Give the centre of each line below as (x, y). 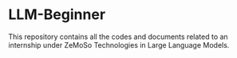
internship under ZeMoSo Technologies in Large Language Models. (119, 44)
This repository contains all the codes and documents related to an (118, 37)
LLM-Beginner (57, 15)
